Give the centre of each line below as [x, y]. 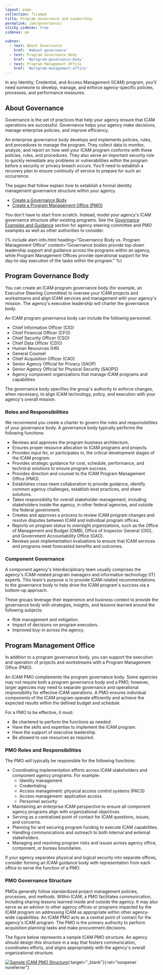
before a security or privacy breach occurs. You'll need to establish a [74, 165]
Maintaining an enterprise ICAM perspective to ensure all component [81, 806]
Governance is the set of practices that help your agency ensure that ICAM [80, 120]
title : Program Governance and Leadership [49, 19]
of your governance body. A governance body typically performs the [74, 428]
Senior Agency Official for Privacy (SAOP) [54, 364]
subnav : [13, 41]
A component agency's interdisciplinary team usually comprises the [73, 569]
